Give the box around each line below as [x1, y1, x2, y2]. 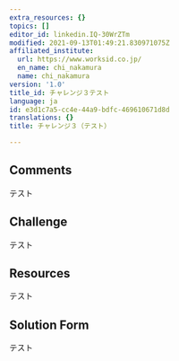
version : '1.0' [9, 80, 66, 89]
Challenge [9, 215, 68, 230]
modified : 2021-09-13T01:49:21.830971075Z [9, 38, 170, 48]
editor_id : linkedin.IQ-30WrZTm [9, 30, 130, 39]
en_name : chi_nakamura [17, 64, 102, 73]
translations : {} [9, 113, 74, 122]
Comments [9, 163, 72, 178]
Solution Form [9, 317, 89, 332]
